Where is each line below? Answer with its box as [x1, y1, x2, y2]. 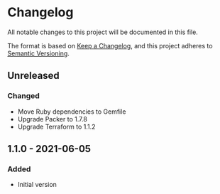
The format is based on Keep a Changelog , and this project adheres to [7, 41, 213, 50]
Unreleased [7, 70, 60, 82]
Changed [7, 91, 40, 101]
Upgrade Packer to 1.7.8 [17, 114, 87, 123]
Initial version [17, 180, 57, 189]
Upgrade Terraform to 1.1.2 [17, 122, 96, 131]
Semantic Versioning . [7, 49, 70, 58]
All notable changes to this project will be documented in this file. [7, 28, 199, 36]
